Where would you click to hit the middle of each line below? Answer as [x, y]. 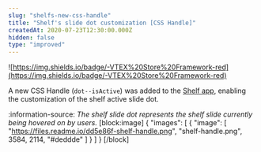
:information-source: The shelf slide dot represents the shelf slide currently [130, 114]
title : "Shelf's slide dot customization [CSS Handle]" [102, 23]
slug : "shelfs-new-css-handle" [60, 15]
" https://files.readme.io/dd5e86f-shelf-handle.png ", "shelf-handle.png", [125, 132]
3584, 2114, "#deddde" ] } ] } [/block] [69, 139]
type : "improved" [37, 45]
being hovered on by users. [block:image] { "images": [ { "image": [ [117, 123]
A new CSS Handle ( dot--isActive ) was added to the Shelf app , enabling [127, 91]
